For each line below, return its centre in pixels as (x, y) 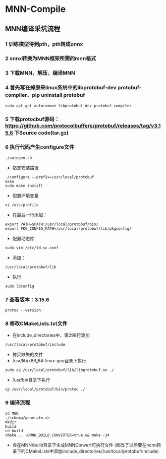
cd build (14, 431)
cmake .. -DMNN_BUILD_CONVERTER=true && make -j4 (57, 435)
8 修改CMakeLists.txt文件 (36, 324)
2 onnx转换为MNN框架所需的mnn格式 (51, 59)
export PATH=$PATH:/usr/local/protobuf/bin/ (52, 224)
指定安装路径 (25, 168)
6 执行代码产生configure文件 (40, 147)
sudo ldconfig (20, 286)
